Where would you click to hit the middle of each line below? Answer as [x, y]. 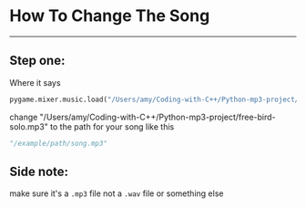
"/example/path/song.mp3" [58, 143]
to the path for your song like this [112, 126]
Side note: [39, 171]
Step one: [37, 61]
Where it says [35, 82]
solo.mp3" [29, 126]
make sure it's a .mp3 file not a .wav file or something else [117, 193]
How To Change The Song [110, 16]
